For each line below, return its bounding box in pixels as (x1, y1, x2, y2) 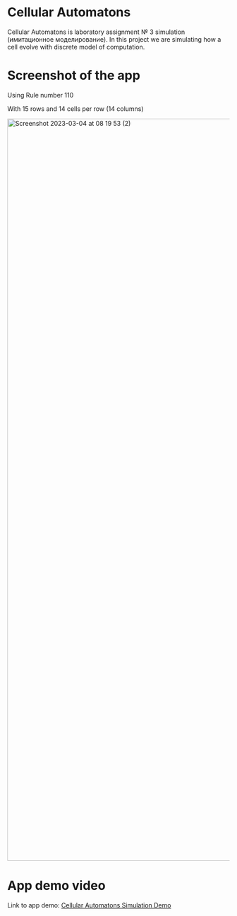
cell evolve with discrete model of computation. (7, 42, 145, 51)
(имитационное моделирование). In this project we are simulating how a (7, 35, 221, 43)
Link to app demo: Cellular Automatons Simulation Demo (7, 900, 171, 909)
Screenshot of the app (7, 68, 141, 83)
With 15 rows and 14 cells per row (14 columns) (7, 104, 144, 113)
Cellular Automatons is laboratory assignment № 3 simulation (7, 28, 186, 36)
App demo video (7, 878, 106, 894)
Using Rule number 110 (7, 90, 74, 99)
